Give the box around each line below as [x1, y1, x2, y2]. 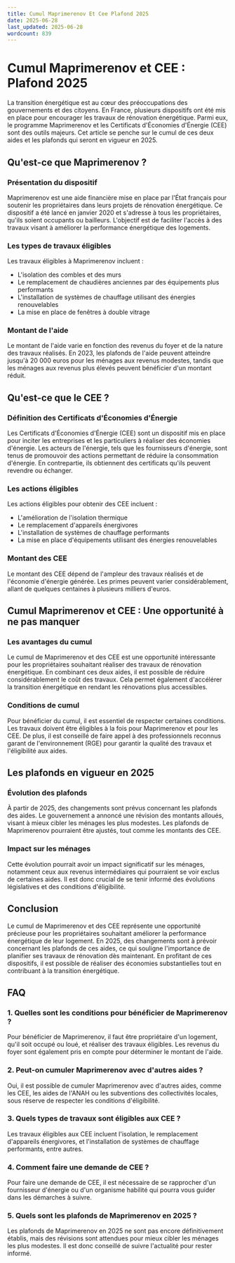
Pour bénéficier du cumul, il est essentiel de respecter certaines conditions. [7, 716, 226, 725]
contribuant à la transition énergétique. [7, 966, 120, 975]
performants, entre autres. [7, 1145, 83, 1153]
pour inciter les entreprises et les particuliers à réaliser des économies [7, 436, 211, 445]
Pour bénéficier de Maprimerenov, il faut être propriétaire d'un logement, [7, 1033, 217, 1041]
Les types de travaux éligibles [7, 241, 112, 251]
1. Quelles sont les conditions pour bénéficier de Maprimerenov [7, 1007, 228, 1017]
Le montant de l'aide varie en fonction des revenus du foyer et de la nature [7, 341, 223, 350]
